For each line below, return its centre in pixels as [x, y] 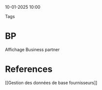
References [29, 69]
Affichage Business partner [32, 49]
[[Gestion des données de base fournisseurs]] [51, 83]
